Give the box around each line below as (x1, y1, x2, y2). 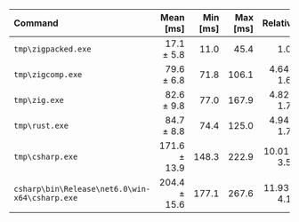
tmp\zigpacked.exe (13, 44, 92, 54)
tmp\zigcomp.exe (13, 70, 83, 79)
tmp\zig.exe (13, 95, 65, 105)
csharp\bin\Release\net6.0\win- (13, 184, 151, 194)
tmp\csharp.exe (13, 152, 78, 162)
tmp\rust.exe (13, 121, 69, 131)
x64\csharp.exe (13, 193, 78, 202)
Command (13, 17, 60, 29)
